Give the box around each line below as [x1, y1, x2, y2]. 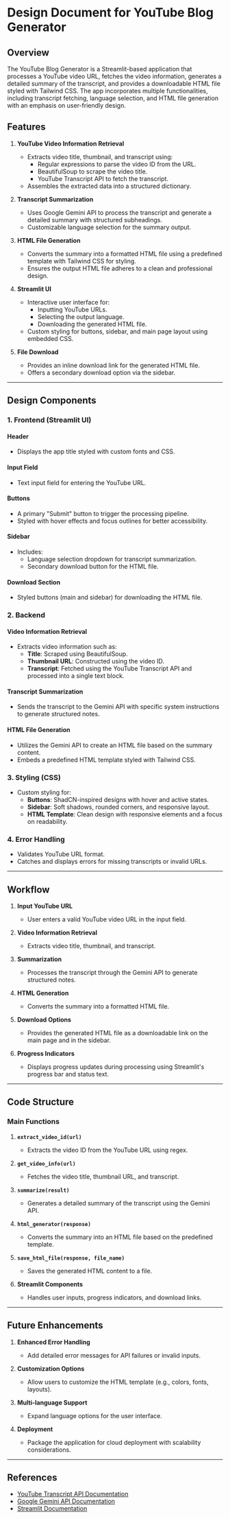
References [7, 1472, 57, 1483]
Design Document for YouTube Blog [7, 5, 214, 21]
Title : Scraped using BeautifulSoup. [27, 650, 128, 658]
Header [7, 432, 29, 440]
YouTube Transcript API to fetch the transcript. [37, 174, 169, 182]
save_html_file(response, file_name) [16, 1254, 125, 1262]
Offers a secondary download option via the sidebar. [27, 368, 176, 377]
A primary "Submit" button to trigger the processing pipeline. [16, 509, 190, 517]
